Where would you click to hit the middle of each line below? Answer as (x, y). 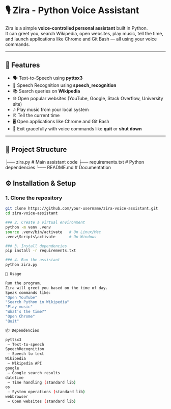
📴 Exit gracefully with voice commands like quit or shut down (77, 128)
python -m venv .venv (28, 227)
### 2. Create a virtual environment (45, 222)
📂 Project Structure (36, 150)
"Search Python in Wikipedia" (37, 302)
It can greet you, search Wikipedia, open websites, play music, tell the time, (84, 33)
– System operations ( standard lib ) (46, 392)
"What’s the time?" (26, 312)
